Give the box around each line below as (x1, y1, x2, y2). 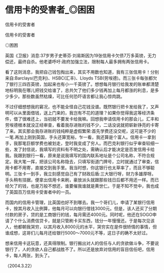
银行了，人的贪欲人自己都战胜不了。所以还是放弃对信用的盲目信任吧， (5, 246, 146, 252)
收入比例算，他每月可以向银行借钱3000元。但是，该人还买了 (26, 205, 149, 211)
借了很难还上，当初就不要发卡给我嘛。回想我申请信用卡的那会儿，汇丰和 (13, 116, 159, 122)
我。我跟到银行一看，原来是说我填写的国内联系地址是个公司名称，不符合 (5, 152, 150, 158)
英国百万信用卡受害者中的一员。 (9, 189, 74, 195)
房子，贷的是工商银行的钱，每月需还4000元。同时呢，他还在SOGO (18, 212, 153, 217)
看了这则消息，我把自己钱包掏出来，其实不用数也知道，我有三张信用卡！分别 (5, 69, 159, 75)
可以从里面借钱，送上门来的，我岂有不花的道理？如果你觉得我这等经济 (9, 110, 150, 116)
